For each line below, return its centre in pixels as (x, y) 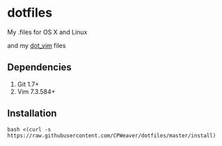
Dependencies (39, 67)
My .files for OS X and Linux (47, 32)
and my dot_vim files (37, 45)
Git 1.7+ (28, 84)
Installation (32, 114)
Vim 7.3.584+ (36, 91)
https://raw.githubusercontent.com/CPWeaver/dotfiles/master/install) (112, 136)
